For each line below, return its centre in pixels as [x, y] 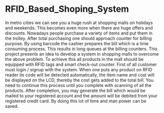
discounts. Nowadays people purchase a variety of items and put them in [79, 33]
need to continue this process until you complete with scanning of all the [78, 85]
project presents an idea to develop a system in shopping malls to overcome [82, 54]
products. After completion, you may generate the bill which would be [75, 90]
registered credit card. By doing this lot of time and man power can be [76, 101]
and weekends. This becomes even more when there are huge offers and [79, 28]
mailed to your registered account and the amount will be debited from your [81, 96]
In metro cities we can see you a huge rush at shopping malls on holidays [79, 23]
